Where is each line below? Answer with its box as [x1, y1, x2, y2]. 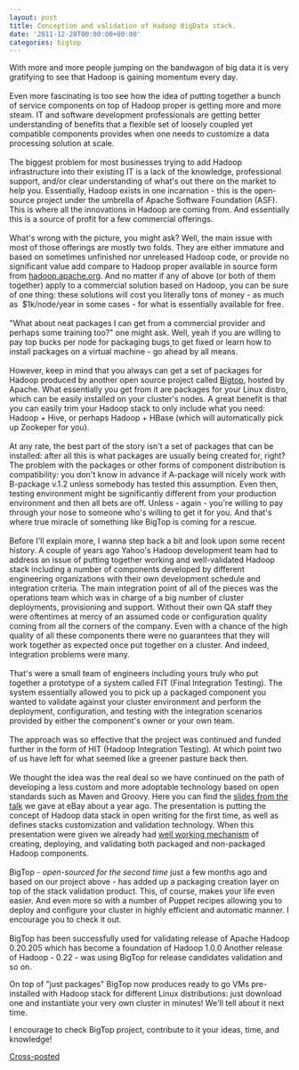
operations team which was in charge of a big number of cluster [9, 592, 245, 603]
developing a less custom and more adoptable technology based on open [9, 781, 279, 793]
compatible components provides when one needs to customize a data [9, 128, 270, 139]
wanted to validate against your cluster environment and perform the [9, 697, 262, 707]
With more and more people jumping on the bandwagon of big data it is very [9, 62, 289, 73]
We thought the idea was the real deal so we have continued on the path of [9, 772, 285, 783]
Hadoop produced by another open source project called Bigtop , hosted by [9, 375, 285, 386]
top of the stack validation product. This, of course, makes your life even [9, 886, 276, 896]
